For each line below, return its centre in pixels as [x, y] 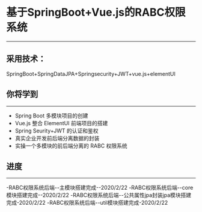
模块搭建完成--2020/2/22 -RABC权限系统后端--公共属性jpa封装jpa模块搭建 [99, 195]
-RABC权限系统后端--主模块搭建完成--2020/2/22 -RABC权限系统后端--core [100, 188]
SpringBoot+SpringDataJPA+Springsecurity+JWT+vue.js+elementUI [91, 73]
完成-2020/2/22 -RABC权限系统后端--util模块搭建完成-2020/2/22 [87, 203]
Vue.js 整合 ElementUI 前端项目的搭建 [61, 123]
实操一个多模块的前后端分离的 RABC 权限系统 [71, 146]
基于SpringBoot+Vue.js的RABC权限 [96, 12]
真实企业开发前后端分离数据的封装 [57, 138]
